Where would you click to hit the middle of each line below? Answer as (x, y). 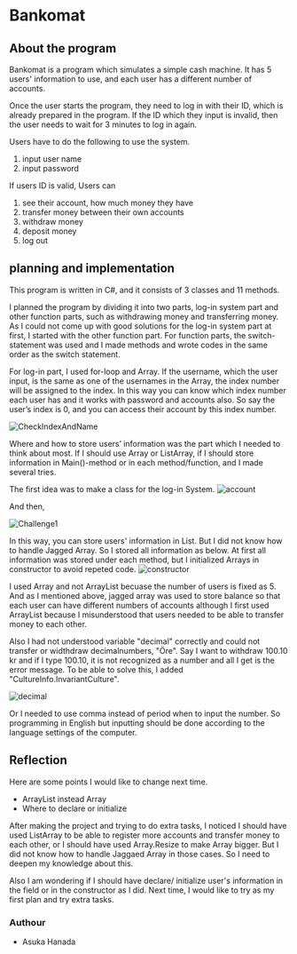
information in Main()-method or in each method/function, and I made (137, 462)
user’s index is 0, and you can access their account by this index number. (143, 409)
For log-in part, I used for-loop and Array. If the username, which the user (144, 371)
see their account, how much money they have (107, 203)
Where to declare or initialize (74, 808)
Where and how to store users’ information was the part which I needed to (145, 443)
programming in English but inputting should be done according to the (137, 723)
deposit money (49, 231)
